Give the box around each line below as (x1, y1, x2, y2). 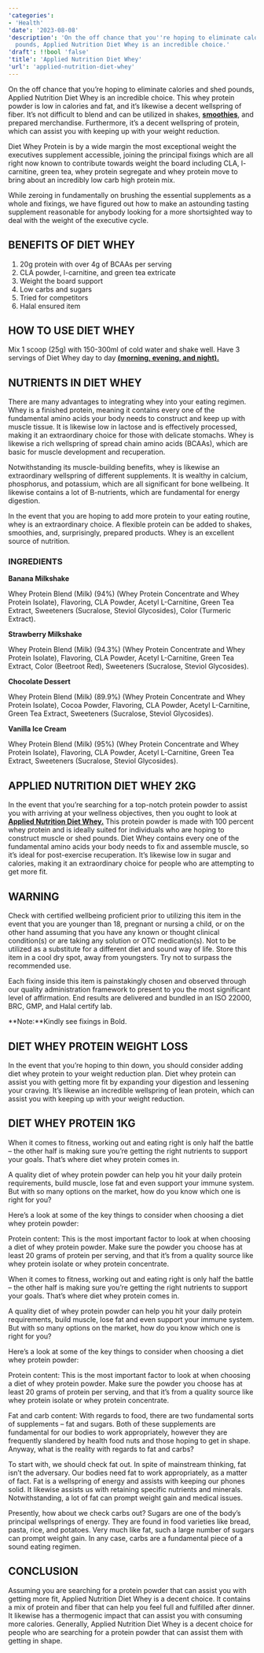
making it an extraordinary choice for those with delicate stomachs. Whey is (8, 430, 254, 440)
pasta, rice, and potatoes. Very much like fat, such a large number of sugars (8, 1525, 255, 1534)
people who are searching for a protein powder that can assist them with (8, 1627, 244, 1636)
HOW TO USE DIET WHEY (8, 324, 135, 337)
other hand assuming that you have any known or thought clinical (8, 928, 220, 937)
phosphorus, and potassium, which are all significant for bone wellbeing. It (8, 479, 250, 489)
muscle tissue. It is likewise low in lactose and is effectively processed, (8, 423, 238, 432)
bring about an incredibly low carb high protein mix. (8, 175, 175, 184)
